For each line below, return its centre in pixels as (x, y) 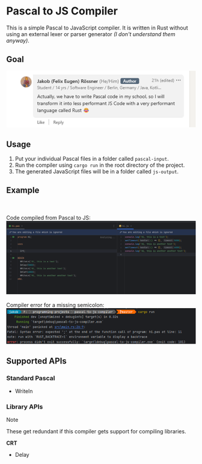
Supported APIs (37, 361)
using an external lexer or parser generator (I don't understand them (91, 34)
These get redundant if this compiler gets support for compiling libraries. (96, 432)
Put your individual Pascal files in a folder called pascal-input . (92, 159)
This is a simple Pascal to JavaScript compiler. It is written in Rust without (97, 28)
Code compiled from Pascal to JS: (49, 217)
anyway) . (18, 40)
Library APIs (25, 406)
